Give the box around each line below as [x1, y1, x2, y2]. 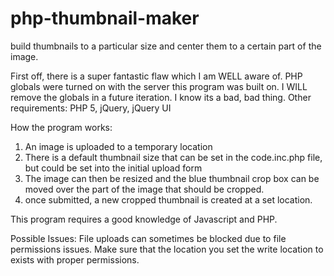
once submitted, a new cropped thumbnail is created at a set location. [24, 193, 313, 206]
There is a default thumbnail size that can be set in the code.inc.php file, [24, 151, 323, 163]
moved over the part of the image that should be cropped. [24, 183, 265, 195]
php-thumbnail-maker [10, 7, 200, 30]
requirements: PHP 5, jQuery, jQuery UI [10, 102, 172, 114]
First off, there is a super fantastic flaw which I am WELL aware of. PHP [10, 70, 303, 82]
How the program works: [10, 121, 113, 133]
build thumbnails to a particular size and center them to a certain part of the [10, 40, 322, 52]
